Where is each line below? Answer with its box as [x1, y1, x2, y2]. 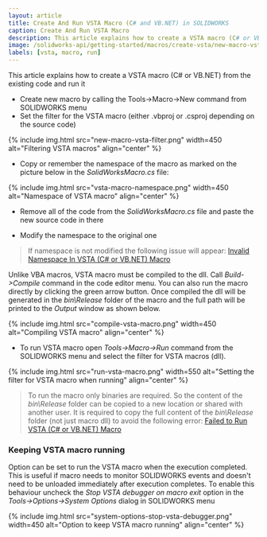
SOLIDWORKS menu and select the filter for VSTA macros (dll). [19, 352, 226, 360]
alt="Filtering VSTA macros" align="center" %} [8, 144, 162, 153]
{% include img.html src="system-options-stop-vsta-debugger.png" [8, 512, 233, 521]
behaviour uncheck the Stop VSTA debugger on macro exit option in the [8, 488, 245, 497]
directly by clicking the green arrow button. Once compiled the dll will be [8, 287, 246, 296]
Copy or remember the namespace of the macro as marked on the [19, 159, 237, 168]
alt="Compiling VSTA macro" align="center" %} [8, 328, 164, 337]
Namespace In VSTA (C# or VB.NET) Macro [27, 255, 171, 263]
